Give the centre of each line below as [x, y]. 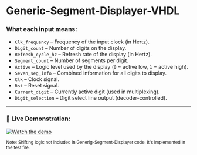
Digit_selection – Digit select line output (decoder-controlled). [91, 98]
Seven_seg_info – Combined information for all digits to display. [91, 73]
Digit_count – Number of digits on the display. [70, 48]
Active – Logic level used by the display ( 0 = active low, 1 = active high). [101, 67]
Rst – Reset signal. [37, 86]
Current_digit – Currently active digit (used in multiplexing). [87, 92]
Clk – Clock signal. [37, 79]
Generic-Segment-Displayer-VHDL [93, 11]
